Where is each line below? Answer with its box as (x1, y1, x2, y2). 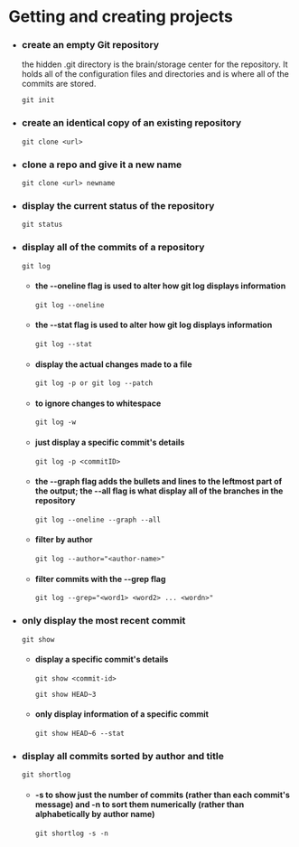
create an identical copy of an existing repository (21, 117, 242, 129)
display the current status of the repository (21, 200, 215, 212)
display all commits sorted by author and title (21, 749, 225, 762)
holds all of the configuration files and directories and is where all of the (21, 69, 290, 80)
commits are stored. (21, 79, 97, 89)
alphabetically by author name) (34, 808, 155, 819)
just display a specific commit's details (34, 437, 185, 448)
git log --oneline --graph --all (34, 515, 162, 524)
